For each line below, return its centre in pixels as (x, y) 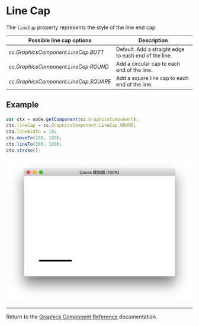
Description (153, 40)
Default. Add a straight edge (150, 49)
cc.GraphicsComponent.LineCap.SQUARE (60, 81)
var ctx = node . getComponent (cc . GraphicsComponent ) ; (73, 119)
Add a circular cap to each (148, 63)
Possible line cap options (60, 40)
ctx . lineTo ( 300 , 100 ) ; (34, 144)
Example (23, 105)
